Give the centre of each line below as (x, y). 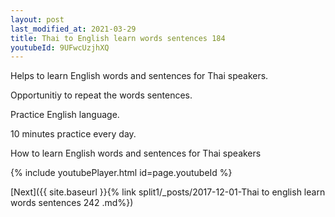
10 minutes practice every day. (73, 134)
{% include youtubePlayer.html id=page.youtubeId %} (121, 173)
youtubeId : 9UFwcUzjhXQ (60, 47)
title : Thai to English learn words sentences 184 (118, 38)
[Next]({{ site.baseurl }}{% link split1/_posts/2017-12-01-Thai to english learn (168, 192)
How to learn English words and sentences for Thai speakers (136, 153)
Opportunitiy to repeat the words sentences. (101, 95)
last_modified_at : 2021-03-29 (73, 29)
